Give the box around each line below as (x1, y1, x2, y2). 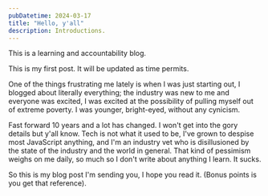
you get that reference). (8, 178, 87, 188)
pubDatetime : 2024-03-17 (8, 11, 91, 20)
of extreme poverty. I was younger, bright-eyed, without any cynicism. (8, 105, 241, 114)
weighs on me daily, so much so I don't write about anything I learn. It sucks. (8, 154, 262, 164)
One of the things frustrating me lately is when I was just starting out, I (8, 79, 241, 89)
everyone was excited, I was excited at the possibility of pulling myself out (8, 97, 254, 106)
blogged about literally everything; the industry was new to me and (8, 88, 230, 98)
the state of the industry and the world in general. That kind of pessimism (8, 146, 251, 156)
